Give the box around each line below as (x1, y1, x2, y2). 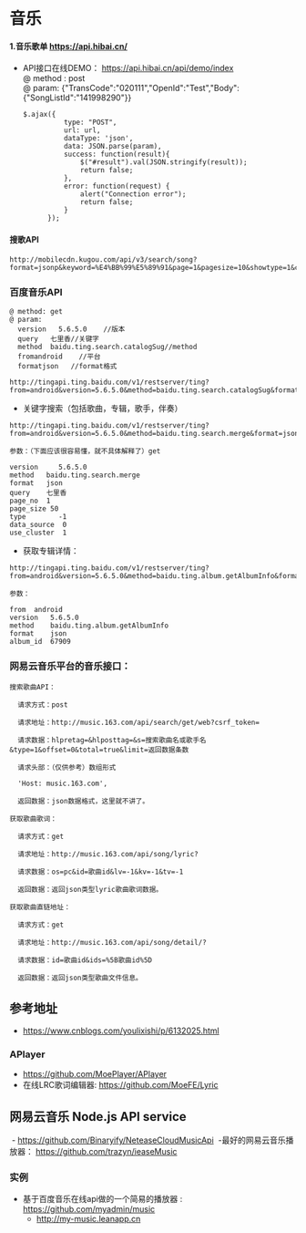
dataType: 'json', (63, 134, 134, 143)
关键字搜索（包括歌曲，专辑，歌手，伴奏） (22, 402, 183, 413)
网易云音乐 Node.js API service (9, 1109, 187, 1124)
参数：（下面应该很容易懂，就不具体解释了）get (9, 446, 161, 456)
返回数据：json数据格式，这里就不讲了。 (17, 797, 150, 806)
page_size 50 (9, 503, 59, 513)
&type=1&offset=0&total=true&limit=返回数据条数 (9, 745, 189, 755)
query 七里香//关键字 (17, 334, 100, 343)
